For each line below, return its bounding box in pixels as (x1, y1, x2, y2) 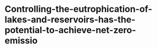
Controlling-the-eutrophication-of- (4, 3, 153, 15)
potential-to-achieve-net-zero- (4, 25, 137, 36)
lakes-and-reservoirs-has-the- (4, 14, 136, 25)
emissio (4, 35, 38, 47)
